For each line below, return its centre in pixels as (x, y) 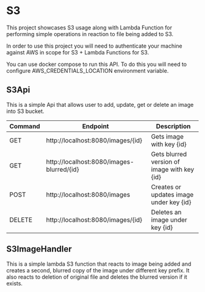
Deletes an (166, 212)
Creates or (166, 187)
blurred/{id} (63, 169)
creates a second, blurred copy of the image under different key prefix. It (98, 270)
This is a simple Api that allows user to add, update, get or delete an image (100, 104)
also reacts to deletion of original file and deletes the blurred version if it (97, 277)
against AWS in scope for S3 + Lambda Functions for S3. (78, 52)
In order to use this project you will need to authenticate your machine (94, 46)
